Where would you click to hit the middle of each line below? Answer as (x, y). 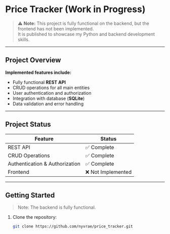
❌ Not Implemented (109, 172)
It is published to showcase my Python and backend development (86, 34)
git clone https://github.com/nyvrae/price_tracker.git (73, 226)
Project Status (28, 124)
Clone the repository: (35, 217)
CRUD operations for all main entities (51, 88)
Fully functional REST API (39, 82)
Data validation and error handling (48, 104)
